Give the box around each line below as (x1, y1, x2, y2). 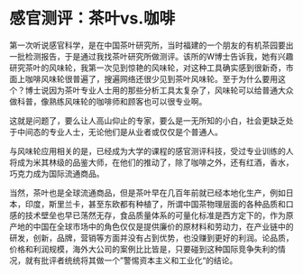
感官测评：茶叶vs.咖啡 (9, 8, 176, 29)
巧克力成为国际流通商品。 (9, 168, 105, 178)
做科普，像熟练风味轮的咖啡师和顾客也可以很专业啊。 (9, 96, 207, 106)
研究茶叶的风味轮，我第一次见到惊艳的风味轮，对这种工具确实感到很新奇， (9, 62, 286, 73)
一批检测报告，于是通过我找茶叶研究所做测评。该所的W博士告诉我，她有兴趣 (9, 50, 294, 61)
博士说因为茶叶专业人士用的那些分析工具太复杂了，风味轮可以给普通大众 (24, 85, 294, 96)
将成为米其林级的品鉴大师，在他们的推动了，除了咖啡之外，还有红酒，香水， (9, 157, 294, 168)
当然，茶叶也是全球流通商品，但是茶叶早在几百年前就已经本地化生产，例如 (9, 187, 286, 198)
